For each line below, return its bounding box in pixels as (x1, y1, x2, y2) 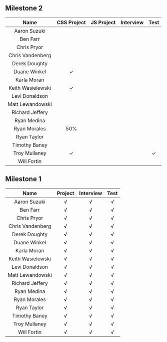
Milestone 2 (5, 4, 43, 13)
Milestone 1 (5, 175, 41, 184)
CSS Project (56, 19, 86, 26)
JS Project (90, 19, 116, 26)
